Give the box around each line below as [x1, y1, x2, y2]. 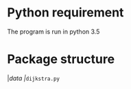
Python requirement [7, 5, 124, 21]
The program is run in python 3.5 [7, 27, 100, 36]
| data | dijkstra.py [7, 74, 60, 82]
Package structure [7, 51, 115, 67]
